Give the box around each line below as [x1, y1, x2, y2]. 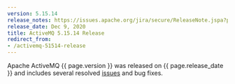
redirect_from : [7, 36, 52, 43]
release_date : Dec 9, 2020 [7, 23, 86, 30]
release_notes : [7, 17, 52, 24]
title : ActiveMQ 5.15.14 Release [7, 29, 105, 37]
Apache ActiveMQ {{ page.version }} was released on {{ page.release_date [7, 62, 224, 69]
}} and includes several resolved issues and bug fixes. [7, 69, 163, 77]
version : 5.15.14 [7, 10, 58, 17]
